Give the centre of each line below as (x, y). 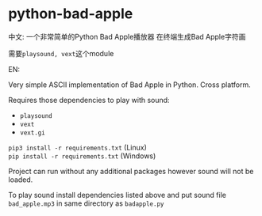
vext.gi (32, 133)
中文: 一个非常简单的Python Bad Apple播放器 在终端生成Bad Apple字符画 (127, 36)
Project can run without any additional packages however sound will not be (131, 171)
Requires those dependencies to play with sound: (89, 100)
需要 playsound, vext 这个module (61, 53)
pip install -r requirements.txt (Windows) (82, 156)
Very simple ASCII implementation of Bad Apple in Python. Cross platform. (130, 85)
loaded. (21, 180)
